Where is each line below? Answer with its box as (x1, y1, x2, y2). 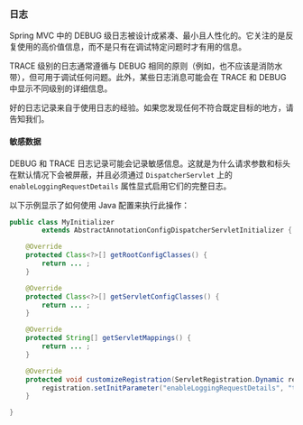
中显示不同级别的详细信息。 (9, 83, 113, 94)
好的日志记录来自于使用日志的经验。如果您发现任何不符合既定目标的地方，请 (9, 102, 294, 114)
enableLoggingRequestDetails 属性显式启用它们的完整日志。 (9, 180, 232, 191)
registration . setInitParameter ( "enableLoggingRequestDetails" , (41, 383, 284, 393)
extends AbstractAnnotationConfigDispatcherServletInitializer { (41, 226, 293, 236)
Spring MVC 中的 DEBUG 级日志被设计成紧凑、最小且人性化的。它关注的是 (9, 30, 286, 42)
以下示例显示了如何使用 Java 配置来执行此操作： (9, 199, 190, 210)
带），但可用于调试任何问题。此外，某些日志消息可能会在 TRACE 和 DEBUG (9, 72, 287, 83)
